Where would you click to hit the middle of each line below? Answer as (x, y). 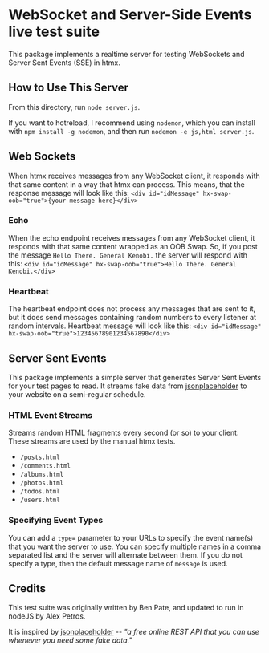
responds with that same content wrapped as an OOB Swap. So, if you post (133, 246)
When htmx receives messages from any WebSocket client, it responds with (134, 176)
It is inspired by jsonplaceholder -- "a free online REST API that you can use (134, 632)
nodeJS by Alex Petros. (47, 616)
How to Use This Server (68, 88)
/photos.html (42, 483)
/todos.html (40, 492)
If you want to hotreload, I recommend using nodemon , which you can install (132, 123)
